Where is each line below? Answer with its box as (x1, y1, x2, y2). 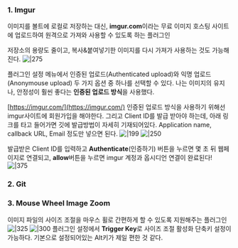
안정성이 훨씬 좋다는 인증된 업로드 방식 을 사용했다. (16, 87, 155, 97)
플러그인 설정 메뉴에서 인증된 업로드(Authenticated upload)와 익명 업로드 (7, 70, 212, 79)
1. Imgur (7, 5, 36, 15)
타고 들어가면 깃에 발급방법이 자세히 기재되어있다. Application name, (20, 121, 212, 129)
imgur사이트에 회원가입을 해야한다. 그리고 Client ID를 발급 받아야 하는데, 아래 (7, 112, 222, 120)
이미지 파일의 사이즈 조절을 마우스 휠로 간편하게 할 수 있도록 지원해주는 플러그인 (7, 215, 227, 224)
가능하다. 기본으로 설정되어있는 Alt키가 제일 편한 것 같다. (7, 233, 163, 242)
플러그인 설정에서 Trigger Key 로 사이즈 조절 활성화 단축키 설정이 (52, 224, 232, 232)
